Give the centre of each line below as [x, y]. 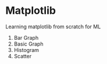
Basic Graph [28, 44]
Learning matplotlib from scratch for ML [53, 27]
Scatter [23, 56]
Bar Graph [26, 37]
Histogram [26, 50]
